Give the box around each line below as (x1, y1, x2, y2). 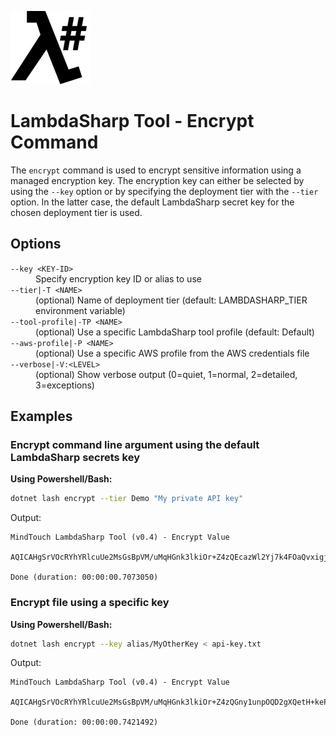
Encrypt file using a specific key (10, 596, 170, 610)
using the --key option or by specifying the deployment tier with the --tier (10, 185, 319, 197)
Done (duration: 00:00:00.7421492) (10, 717, 159, 728)
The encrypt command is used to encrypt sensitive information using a (10, 164, 302, 176)
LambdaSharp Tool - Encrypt (10, 110, 255, 133)
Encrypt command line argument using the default (10, 438, 260, 452)
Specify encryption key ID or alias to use (35, 272, 202, 285)
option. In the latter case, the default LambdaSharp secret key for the (10, 196, 295, 208)
